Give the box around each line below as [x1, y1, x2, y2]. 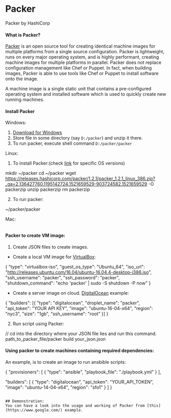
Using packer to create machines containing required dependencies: [5, 347, 154, 354]
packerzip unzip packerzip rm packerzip [5, 186, 90, 192]
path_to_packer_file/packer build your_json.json [5, 336, 106, 342]
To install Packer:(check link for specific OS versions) [12, 160, 125, 166]
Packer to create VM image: [5, 232, 65, 238]
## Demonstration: [5, 399, 44, 404]
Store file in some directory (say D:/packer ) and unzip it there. [12, 135, 143, 141]
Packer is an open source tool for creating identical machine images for [5, 43, 156, 49]
